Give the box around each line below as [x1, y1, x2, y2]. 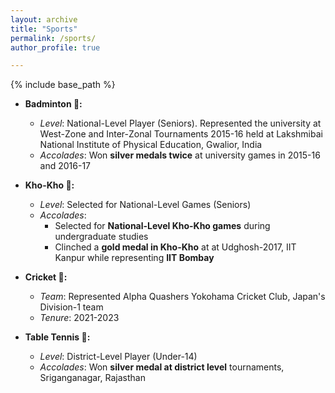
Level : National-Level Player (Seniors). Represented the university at [39, 117, 322, 130]
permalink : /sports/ [10, 33, 97, 43]
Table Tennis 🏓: [24, 331, 91, 343]
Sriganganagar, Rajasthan [39, 372, 146, 384]
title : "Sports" [10, 24, 78, 34]
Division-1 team [39, 301, 104, 313]
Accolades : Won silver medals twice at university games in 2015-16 [39, 149, 321, 161]
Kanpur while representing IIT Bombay [54, 252, 215, 264]
